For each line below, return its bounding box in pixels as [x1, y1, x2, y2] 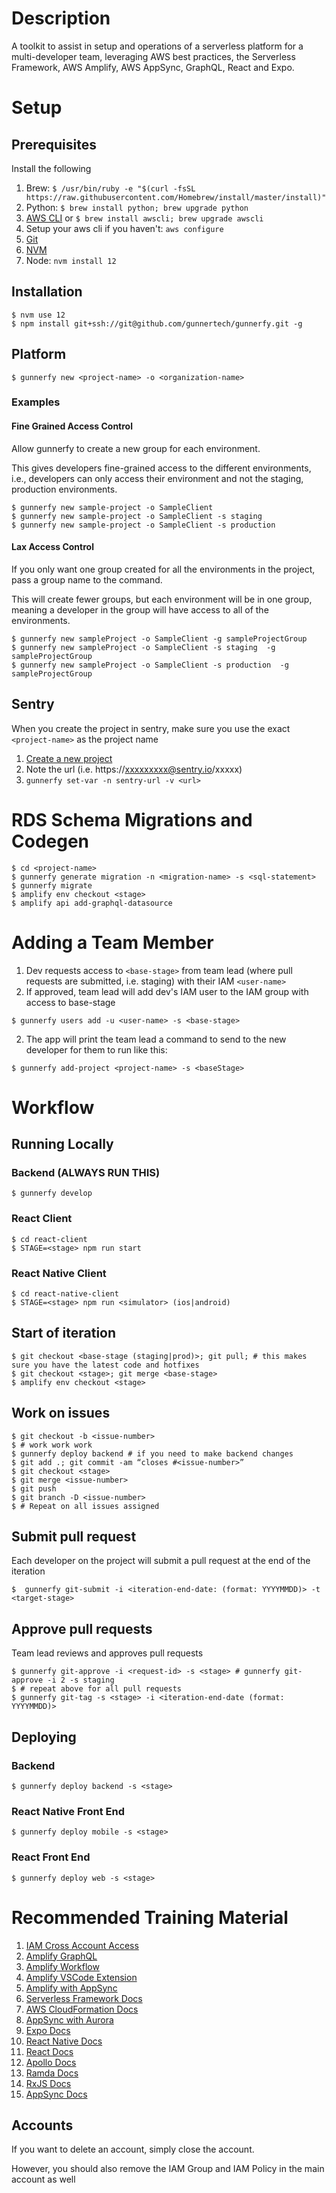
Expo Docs [25, 2024, 71, 2036]
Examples [11, 395, 61, 409]
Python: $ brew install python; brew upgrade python [25, 201, 249, 213]
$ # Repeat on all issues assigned [11, 1501, 160, 1511]
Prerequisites [11, 136, 97, 153]
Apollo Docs [25, 2056, 77, 2068]
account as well [11, 2173, 76, 2186]
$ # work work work [11, 1440, 93, 1450]
